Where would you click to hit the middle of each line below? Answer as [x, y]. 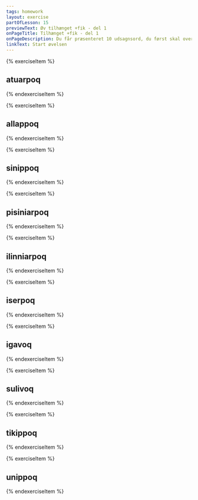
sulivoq [20, 389]
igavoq [19, 345]
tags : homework [25, 11]
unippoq [22, 477]
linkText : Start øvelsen [37, 45]
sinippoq [23, 168]
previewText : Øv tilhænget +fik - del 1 [57, 28]
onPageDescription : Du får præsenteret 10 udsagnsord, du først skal [93, 39]
